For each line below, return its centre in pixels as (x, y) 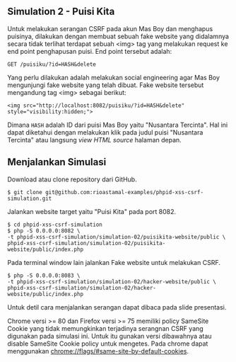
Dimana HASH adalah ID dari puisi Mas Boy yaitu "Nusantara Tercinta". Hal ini (118, 125)
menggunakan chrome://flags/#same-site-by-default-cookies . (98, 351)
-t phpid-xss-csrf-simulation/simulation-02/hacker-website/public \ (112, 282)
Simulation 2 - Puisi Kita (61, 12)
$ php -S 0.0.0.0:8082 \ (44, 231)
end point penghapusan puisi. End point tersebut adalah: (90, 51)
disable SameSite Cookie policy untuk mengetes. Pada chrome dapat (108, 344)
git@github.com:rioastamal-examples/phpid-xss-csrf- (124, 192)
